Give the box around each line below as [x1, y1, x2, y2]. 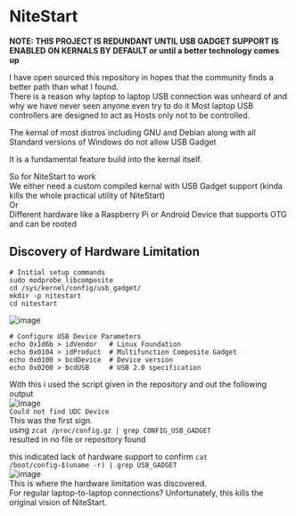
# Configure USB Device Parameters [9, 332, 142, 340]
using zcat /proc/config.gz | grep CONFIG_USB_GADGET [9, 424, 212, 435]
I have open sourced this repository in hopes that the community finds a [9, 71, 274, 82]
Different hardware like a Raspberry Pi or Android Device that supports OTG [9, 209, 287, 219]
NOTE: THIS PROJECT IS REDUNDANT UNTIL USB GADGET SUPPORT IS [9, 36, 279, 46]
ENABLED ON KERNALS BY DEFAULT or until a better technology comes [9, 45, 280, 55]
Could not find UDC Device [9, 407, 110, 416]
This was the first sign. [9, 414, 94, 425]
